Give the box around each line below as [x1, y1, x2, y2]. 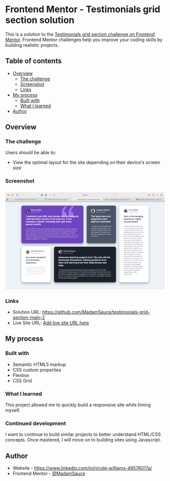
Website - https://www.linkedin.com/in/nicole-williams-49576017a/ [12, 465, 152, 471]
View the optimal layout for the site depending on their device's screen [12, 159, 160, 166]
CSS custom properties [12, 367, 62, 373]
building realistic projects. [5, 42, 59, 48]
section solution [5, 14, 75, 26]
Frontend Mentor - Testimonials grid [5, 4, 160, 15]
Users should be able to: [5, 149, 57, 156]
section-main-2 [12, 314, 45, 321]
